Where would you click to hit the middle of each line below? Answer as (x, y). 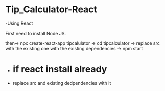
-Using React (19, 23)
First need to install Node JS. (36, 33)
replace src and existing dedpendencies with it (62, 83)
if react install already (60, 69)
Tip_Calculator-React (51, 9)
